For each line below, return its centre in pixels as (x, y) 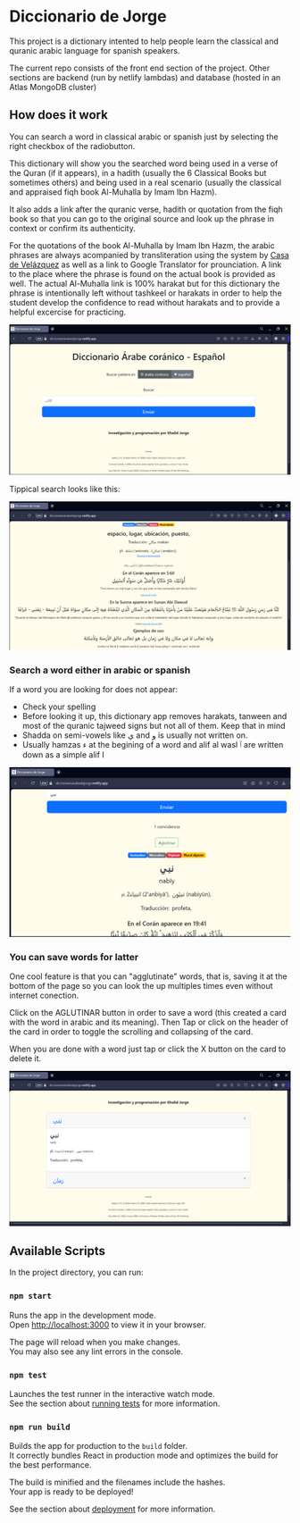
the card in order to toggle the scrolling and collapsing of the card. (131, 1032)
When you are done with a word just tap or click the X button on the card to (148, 1049)
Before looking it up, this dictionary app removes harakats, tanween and (154, 716)
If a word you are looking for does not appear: (94, 690)
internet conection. (44, 996)
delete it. (25, 1059)
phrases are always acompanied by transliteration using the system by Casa (150, 255)
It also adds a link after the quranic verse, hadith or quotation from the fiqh (146, 209)
